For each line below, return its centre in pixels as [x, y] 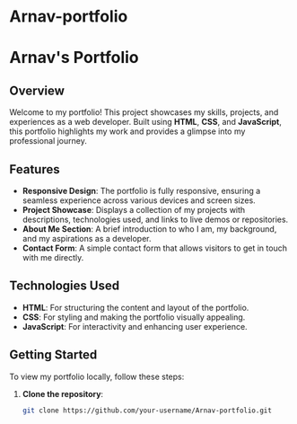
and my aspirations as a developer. [87, 238]
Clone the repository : [63, 393]
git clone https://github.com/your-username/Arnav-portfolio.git [147, 411]
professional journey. [48, 141]
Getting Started [53, 355]
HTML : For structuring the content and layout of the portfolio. [135, 307]
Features [35, 169]
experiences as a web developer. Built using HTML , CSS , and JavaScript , [146, 122]
